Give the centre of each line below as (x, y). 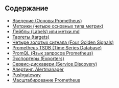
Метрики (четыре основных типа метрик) (58, 26)
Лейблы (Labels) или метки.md (46, 31)
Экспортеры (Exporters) (38, 58)
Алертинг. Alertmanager (38, 69)
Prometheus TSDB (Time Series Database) (57, 47)
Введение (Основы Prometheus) (47, 20)
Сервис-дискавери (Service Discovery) (55, 64)
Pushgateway (27, 75)
